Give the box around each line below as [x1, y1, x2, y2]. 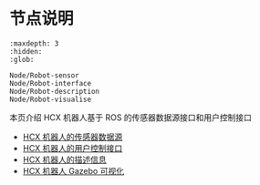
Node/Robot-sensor [9, 70, 79, 80]
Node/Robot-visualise [9, 95, 92, 104]
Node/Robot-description [9, 87, 100, 96]
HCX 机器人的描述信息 [22, 154, 107, 165]
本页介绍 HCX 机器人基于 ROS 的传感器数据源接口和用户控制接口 [9, 111, 253, 123]
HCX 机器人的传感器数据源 [22, 131, 123, 142]
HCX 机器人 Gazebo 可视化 [22, 165, 125, 176]
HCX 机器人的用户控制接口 [22, 142, 123, 153]
